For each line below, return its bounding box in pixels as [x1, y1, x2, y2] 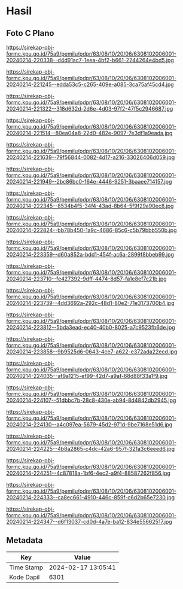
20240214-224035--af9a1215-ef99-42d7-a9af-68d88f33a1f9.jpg [6, 373, 168, 379]
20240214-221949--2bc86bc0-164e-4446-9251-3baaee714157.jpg [6, 178, 172, 185]
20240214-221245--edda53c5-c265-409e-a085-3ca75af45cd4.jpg [6, 81, 175, 88]
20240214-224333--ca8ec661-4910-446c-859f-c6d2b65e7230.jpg [6, 494, 175, 501]
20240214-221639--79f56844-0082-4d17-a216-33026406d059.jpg [6, 154, 175, 161]
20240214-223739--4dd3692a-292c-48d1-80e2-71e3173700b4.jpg [6, 300, 175, 306]
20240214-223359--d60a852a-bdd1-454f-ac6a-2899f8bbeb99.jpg [6, 251, 175, 258]
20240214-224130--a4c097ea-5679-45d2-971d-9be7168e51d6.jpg [6, 421, 173, 428]
